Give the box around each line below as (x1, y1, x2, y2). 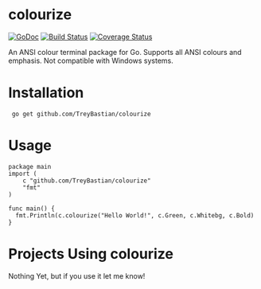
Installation (8, 84, 84, 102)
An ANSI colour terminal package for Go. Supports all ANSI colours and (8, 47, 242, 57)
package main (8, 162, 52, 170)
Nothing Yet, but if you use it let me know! (8, 271, 146, 280)
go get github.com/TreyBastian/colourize (11, 110, 151, 118)
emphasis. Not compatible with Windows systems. (8, 56, 173, 65)
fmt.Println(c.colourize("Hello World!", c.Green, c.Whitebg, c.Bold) (15, 211, 255, 220)
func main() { (8, 205, 56, 213)
